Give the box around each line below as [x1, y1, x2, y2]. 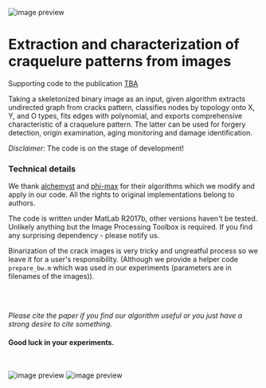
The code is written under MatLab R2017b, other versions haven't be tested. [8, 214, 258, 223]
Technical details [8, 163, 76, 174]
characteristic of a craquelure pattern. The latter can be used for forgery [8, 120, 246, 129]
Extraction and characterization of [8, 36, 241, 53]
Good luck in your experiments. [8, 337, 115, 347]
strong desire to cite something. [8, 319, 113, 329]
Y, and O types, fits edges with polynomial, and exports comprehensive [8, 111, 243, 120]
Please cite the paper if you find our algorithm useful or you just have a [8, 311, 243, 320]
